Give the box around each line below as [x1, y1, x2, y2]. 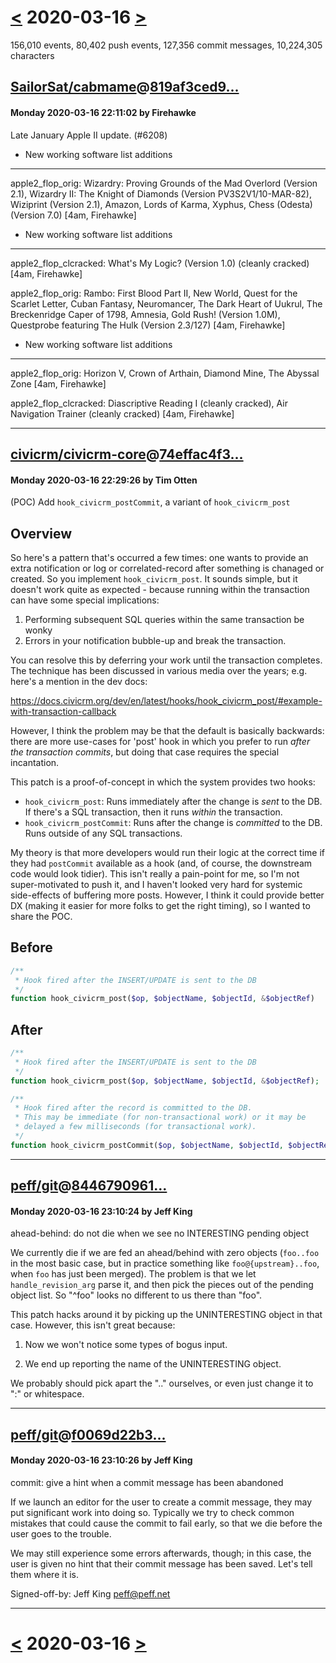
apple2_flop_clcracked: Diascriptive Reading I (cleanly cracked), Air [10, 397, 288, 409]
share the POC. [10, 910, 73, 922]
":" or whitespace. [10, 1388, 85, 1400]
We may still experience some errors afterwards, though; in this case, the [10, 1547, 312, 1559]
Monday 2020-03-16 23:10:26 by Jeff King [10, 1454, 193, 1466]
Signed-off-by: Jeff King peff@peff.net [10, 1588, 171, 1600]
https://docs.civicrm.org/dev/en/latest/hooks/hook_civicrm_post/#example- [10, 694, 323, 706]
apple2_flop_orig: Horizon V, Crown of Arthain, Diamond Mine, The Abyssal [10, 367, 320, 379]
